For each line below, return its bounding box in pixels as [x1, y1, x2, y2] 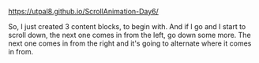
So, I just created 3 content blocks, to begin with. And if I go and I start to [8, 22, 246, 31]
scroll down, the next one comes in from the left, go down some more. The [8, 31, 251, 39]
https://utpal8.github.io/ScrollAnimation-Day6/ [8, 7, 160, 16]
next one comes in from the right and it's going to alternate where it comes [8, 39, 252, 48]
